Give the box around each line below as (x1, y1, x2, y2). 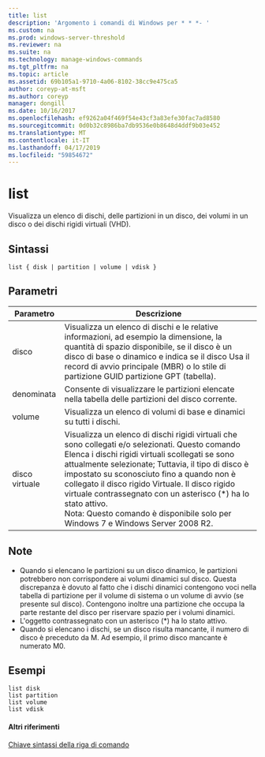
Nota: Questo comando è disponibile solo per (64, 508, 232, 519)
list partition (8, 691, 58, 699)
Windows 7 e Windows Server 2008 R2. (64, 518, 214, 529)
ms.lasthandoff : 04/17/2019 (8, 144, 101, 152)
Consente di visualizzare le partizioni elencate (64, 384, 235, 395)
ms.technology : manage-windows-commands (8, 56, 144, 64)
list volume (8, 699, 47, 706)
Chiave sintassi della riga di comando (8, 740, 130, 749)
